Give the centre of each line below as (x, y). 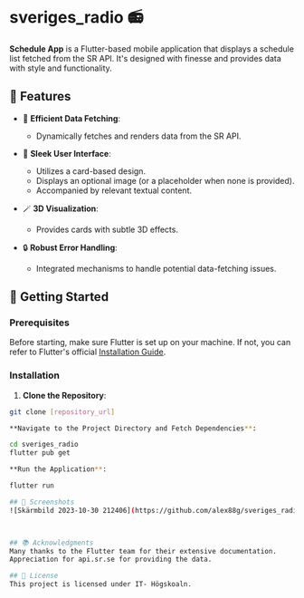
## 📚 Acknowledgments (52, 543)
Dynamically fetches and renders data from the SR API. (138, 136)
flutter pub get (40, 453)
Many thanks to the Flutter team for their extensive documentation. (143, 551)
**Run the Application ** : (58, 469)
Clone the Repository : (64, 395)
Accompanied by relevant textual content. (114, 190)
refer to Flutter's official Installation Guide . (88, 352)
